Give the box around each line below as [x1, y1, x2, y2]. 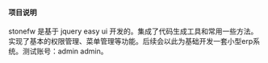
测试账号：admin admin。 [22, 46, 108, 56]
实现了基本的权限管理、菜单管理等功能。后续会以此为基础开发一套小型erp [8, 37, 253, 46]
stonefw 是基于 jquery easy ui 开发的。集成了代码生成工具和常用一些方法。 [8, 26, 258, 36]
